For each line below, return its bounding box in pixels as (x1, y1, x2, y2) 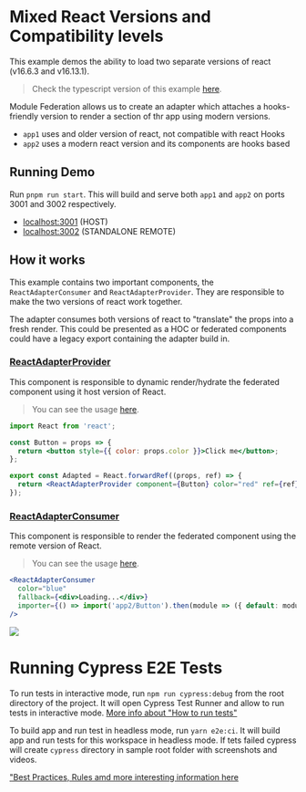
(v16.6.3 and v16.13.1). (9, 66, 89, 77)
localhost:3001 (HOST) (22, 216, 108, 227)
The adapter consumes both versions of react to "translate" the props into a (9, 313, 294, 325)
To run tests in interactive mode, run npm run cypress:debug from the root (9, 687, 285, 699)
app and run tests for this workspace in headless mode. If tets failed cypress (9, 735, 297, 745)
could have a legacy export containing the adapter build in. (9, 333, 230, 344)
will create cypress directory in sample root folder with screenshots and (9, 744, 278, 755)
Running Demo (9, 164, 96, 180)
